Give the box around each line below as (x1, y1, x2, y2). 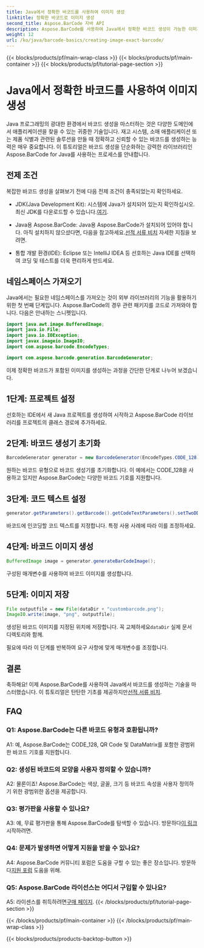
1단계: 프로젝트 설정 (6, 394, 75, 404)
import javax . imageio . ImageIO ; (6, 338, 86, 344)
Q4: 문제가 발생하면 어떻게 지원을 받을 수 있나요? (6, 844, 140, 852)
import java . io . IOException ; (6, 333, 80, 339)
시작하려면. (6, 827, 33, 835)
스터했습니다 (6, 688, 36, 696)
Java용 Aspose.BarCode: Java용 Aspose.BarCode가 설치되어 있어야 (15, 221, 182, 228)
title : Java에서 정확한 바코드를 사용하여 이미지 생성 (6, 9, 125, 15)
